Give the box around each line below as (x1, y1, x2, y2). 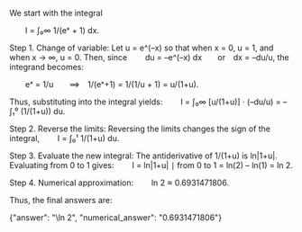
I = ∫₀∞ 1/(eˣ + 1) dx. (25, 25, 100, 35)
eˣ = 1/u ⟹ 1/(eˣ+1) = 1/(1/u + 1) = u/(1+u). (25, 79, 199, 89)
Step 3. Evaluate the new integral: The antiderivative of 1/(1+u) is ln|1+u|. (9, 150, 278, 161)
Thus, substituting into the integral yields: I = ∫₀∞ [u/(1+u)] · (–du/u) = (9, 96, 281, 107)
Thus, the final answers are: (9, 195, 113, 205)
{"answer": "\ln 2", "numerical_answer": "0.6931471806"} (9, 212, 223, 223)
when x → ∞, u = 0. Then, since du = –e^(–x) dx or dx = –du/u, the (9, 52, 290, 62)
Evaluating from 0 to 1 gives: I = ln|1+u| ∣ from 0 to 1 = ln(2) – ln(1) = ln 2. (9, 160, 293, 170)
